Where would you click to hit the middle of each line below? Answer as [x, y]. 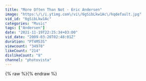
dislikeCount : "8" [24, 55]
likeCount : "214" [23, 51]
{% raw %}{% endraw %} [31, 74]
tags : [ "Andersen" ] [25, 28]
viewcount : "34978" [25, 46]
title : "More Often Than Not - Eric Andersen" [54, 10]
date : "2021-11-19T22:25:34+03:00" [42, 32]
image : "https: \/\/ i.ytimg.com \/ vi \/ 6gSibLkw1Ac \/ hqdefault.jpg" [73, 14]
